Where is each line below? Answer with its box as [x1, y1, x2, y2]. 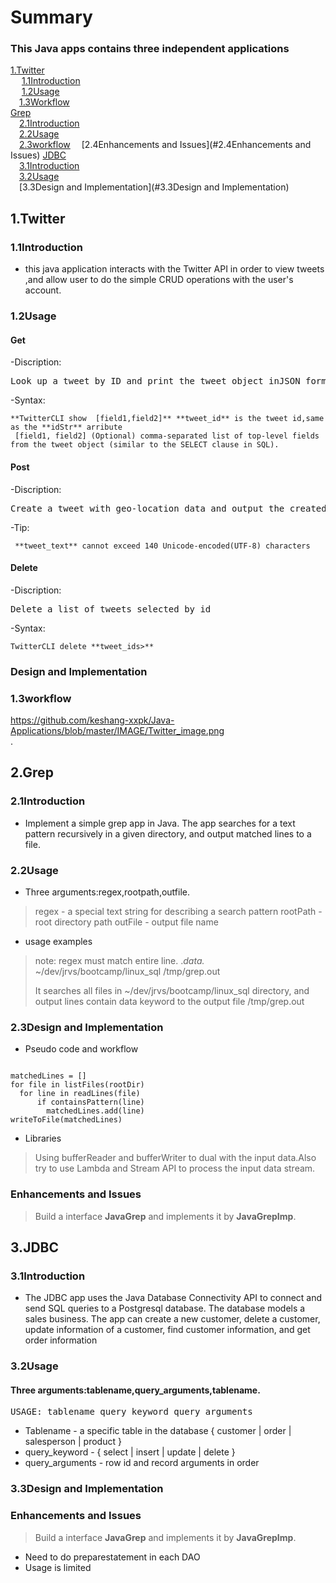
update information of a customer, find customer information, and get [24, 1324, 311, 1336]
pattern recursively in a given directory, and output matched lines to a [24, 827, 312, 840]
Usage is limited [24, 1561, 92, 1573]
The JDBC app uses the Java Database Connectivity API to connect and [24, 1292, 323, 1304]
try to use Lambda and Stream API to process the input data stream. [34, 1162, 316, 1175]
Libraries [24, 1132, 62, 1145]
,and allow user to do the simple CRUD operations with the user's [24, 274, 294, 286]
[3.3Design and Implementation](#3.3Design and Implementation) [19, 181, 290, 193]
